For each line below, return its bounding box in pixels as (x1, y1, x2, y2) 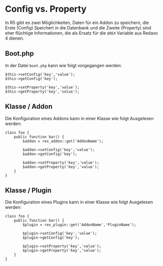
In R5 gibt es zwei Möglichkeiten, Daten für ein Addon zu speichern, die (5, 20, 149, 25)
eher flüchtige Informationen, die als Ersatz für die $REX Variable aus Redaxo (5, 30, 158, 36)
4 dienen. (5, 35, 24, 41)
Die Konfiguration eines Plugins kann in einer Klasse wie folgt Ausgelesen (5, 199, 153, 205)
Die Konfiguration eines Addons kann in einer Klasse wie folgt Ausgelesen (5, 115, 154, 121)
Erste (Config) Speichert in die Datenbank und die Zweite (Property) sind (5, 24, 151, 30)
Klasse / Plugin (5, 186, 52, 194)
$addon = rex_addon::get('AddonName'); (22, 139, 104, 144)
